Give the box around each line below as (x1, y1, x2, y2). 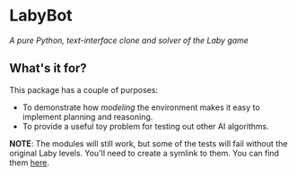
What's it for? (9, 61, 87, 76)
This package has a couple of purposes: (9, 84, 159, 95)
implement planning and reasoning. (22, 111, 153, 122)
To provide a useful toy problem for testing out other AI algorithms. (22, 121, 269, 131)
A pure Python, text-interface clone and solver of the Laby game (9, 35, 249, 46)
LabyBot (9, 5, 74, 26)
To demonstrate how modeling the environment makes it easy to (22, 102, 260, 113)
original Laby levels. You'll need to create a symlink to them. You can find (9, 147, 280, 158)
